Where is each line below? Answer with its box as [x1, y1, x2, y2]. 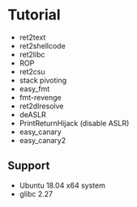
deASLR [19, 109, 46, 119]
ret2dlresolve [19, 101, 64, 111]
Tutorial [7, 6, 62, 24]
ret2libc [19, 49, 45, 59]
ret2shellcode [19, 40, 66, 50]
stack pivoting [19, 75, 67, 85]
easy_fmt [19, 83, 50, 94]
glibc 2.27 [19, 188, 54, 199]
